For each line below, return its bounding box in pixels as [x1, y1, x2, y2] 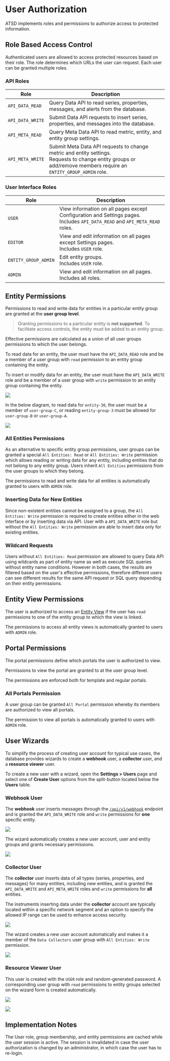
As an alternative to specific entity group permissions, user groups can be [5, 446, 160, 453]
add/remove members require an [49, 162, 127, 169]
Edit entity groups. [59, 254, 103, 261]
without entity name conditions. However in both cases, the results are [5, 564, 153, 570]
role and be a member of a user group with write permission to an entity [5, 377, 156, 383]
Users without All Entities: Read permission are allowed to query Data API [5, 553, 164, 559]
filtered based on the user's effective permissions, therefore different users [5, 570, 162, 576]
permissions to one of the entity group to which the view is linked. [5, 614, 143, 620]
